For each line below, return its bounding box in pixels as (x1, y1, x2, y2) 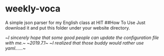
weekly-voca (5, 3, 61, 14)
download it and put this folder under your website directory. (5, 24, 130, 30)
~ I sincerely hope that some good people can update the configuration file (5, 34, 159, 40)
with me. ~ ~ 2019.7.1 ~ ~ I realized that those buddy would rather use (5, 39, 144, 45)
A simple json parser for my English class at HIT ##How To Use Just (5, 19, 146, 25)
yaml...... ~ (5, 45, 26, 51)
